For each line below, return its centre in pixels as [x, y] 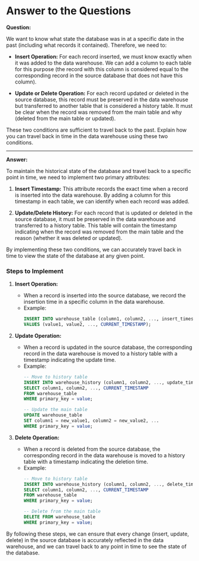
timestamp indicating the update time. [70, 360]
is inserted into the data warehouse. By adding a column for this [93, 195]
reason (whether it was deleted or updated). [68, 238]
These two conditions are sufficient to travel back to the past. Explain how [97, 130]
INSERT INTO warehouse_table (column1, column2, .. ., [91, 319]
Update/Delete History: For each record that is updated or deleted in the [104, 213]
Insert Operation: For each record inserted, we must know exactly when [103, 56]
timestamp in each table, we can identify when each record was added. [102, 201]
